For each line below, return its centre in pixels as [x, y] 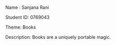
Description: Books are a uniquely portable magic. [58, 37]
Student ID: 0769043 [27, 17]
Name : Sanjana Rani [27, 7]
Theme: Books [21, 27]
